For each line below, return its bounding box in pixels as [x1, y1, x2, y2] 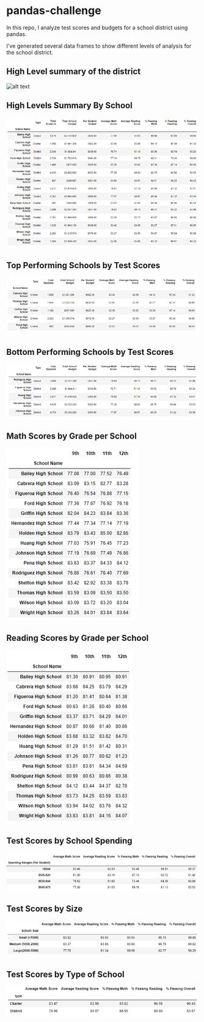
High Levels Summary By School [6, 100, 133, 111]
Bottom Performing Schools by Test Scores [6, 346, 174, 357]
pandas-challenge [6, 4, 102, 18]
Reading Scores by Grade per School [6, 633, 149, 643]
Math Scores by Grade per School [6, 431, 137, 441]
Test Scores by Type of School [6, 969, 125, 979]
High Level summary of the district [6, 67, 141, 77]
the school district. [6, 48, 54, 56]
